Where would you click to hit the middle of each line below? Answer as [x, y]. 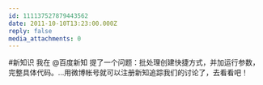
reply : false [30, 31]
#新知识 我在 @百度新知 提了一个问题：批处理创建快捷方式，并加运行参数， [134, 62]
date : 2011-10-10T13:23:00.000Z [63, 23]
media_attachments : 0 [45, 38]
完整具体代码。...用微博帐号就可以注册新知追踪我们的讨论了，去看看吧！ [129, 73]
